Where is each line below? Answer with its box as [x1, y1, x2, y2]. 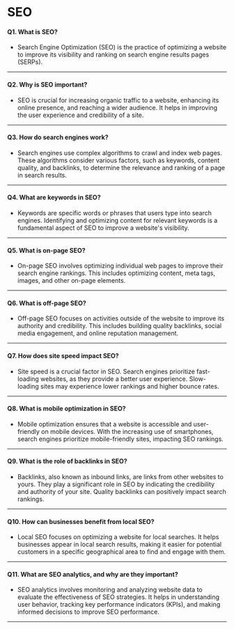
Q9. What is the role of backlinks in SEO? [7, 457, 127, 465]
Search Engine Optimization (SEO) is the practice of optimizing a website [17, 43, 227, 52]
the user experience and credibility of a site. [17, 111, 144, 119]
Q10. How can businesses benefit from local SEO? [7, 517, 155, 526]
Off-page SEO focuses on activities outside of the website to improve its [17, 314, 225, 323]
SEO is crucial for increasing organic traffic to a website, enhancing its [17, 95, 219, 104]
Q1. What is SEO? [7, 27, 58, 36]
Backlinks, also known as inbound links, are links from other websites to [17, 473, 224, 481]
